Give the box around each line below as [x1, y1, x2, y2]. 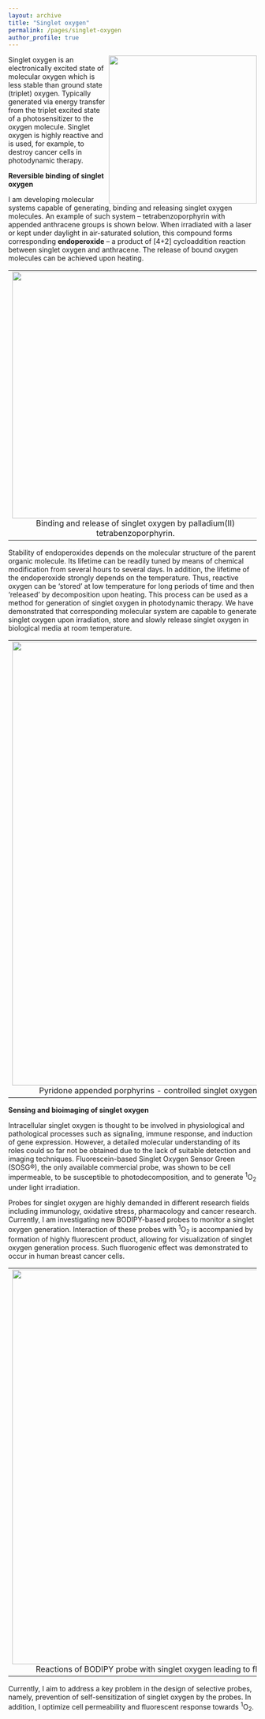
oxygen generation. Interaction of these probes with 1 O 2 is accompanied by [8, 1223, 254, 1236]
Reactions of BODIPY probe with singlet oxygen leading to [35, 1664, 251, 1675]
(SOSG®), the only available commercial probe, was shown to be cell [8, 1163, 231, 1172]
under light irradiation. [8, 1182, 80, 1192]
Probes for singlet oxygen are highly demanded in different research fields [8, 1197, 250, 1208]
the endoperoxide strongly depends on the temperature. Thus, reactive [8, 573, 239, 582]
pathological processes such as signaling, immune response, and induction [8, 1129, 253, 1139]
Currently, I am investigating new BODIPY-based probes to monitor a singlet [8, 1215, 255, 1224]
